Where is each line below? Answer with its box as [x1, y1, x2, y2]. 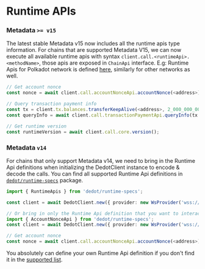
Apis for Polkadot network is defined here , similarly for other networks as [6, 66, 190, 73]
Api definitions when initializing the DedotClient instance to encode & [6, 163, 180, 171]
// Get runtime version [6, 123, 67, 129]
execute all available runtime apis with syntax [6, 53, 120, 60]
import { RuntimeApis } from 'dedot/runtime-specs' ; [6, 188, 143, 195]
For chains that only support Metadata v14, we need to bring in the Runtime [6, 157, 195, 164]
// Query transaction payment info [6, 101, 97, 107]
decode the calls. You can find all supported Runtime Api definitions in [6, 170, 183, 178]
